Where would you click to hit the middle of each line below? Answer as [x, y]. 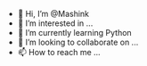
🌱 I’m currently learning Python [74, 33]
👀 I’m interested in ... [55, 23]
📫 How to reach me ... [59, 52]
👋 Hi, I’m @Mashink [53, 14]
